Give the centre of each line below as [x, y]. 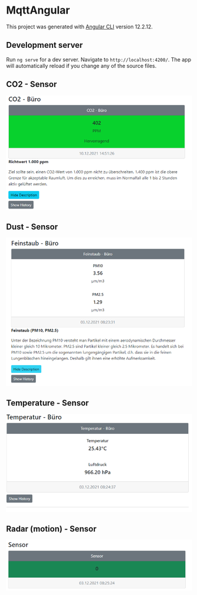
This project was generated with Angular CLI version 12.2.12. [80, 27]
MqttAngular [38, 10]
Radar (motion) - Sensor [51, 529]
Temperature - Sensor [47, 403]
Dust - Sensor [32, 227]
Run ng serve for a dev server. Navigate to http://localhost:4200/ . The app [99, 59]
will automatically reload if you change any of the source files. [81, 66]
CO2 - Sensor [32, 84]
